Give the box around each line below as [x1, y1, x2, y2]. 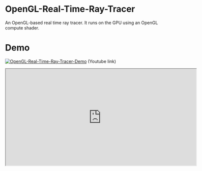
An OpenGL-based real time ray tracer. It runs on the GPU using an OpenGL [5, 20, 158, 26]
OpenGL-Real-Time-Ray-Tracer [5, 3, 135, 15]
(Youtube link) [87, 58, 116, 64]
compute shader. [5, 25, 39, 30]
